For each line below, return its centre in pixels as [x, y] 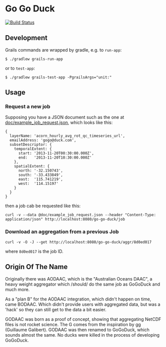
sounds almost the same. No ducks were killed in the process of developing [83, 335]
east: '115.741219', [41, 179]
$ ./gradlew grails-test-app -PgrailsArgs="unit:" [58, 77]
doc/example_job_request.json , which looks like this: [59, 122]
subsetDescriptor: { [31, 145]
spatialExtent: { [32, 167]
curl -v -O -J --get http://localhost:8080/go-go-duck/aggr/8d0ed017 [79, 242]
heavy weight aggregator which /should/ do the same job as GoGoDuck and [83, 284]
